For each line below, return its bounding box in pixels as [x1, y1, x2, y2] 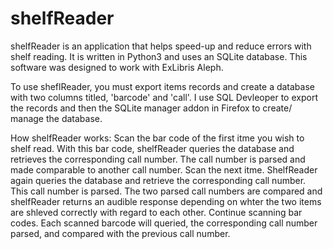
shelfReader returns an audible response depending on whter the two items [10, 195, 322, 207]
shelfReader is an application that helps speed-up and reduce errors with [10, 40, 312, 52]
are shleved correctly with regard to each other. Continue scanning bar [10, 206, 303, 218]
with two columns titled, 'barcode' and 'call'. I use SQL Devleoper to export [10, 91, 318, 103]
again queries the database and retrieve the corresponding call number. [10, 174, 307, 186]
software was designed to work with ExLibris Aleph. [10, 61, 224, 73]
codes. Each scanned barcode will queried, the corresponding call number [10, 217, 318, 229]
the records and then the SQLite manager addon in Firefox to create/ [10, 102, 293, 114]
